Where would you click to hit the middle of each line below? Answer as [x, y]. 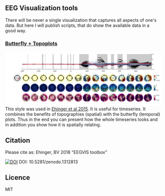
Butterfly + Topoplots [31, 43]
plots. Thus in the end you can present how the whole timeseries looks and [82, 120]
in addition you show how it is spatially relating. [53, 125]
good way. [16, 30]
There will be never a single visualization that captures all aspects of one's [81, 20]
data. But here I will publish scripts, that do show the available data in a [77, 25]
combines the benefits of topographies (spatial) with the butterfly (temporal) [83, 114]
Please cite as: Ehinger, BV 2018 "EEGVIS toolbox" [56, 152]
